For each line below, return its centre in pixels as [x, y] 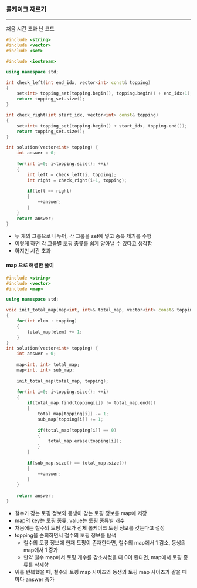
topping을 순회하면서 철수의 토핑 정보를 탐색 [65, 535]
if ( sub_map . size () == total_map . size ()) [77, 463]
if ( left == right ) [50, 191]
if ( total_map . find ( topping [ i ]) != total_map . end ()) [92, 403]
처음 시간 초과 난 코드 [30, 29]
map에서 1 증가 [41, 550]
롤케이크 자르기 [26, 9]
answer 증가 [40, 579]
